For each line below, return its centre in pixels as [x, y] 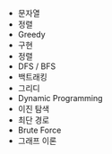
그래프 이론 [37, 141]
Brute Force [39, 130]
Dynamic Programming [60, 98]
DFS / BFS [37, 66]
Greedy [32, 34]
